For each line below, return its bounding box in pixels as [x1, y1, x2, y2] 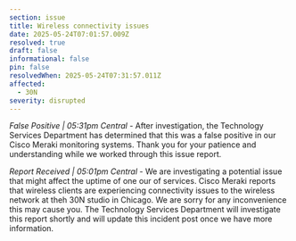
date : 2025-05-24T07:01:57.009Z [9, 29, 129, 38]
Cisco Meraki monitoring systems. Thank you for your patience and [9, 139, 257, 150]
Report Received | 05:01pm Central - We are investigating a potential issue [9, 166, 283, 177]
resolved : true [9, 37, 66, 47]
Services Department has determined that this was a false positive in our [9, 130, 276, 141]
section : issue [9, 12, 66, 22]
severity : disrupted [9, 96, 86, 105]
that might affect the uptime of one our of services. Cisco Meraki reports [9, 176, 276, 187]
